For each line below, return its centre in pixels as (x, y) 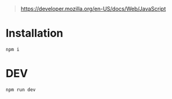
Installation (35, 33)
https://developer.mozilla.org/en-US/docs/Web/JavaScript (93, 9)
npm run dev (21, 90)
